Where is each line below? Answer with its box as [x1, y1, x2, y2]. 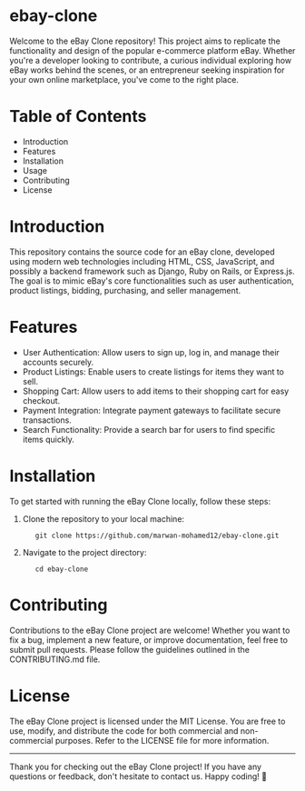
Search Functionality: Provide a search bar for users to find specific [22, 424, 275, 435]
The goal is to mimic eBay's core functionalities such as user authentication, [9, 275, 295, 286]
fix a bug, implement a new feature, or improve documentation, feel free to [9, 634, 289, 646]
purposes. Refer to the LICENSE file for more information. [54, 735, 270, 746]
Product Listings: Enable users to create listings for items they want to [22, 365, 284, 377]
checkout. [22, 395, 61, 406]
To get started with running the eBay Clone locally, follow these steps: [9, 496, 271, 506]
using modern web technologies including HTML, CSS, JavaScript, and [9, 255, 275, 266]
